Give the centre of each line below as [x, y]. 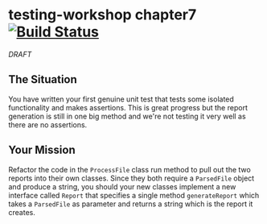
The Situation [43, 79]
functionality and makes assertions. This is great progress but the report [128, 107]
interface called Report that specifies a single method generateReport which [134, 195]
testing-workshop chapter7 [103, 15]
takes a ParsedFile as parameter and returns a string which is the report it [131, 204]
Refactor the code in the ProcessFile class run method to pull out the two [129, 169]
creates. [22, 212]
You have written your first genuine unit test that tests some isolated [121, 99]
